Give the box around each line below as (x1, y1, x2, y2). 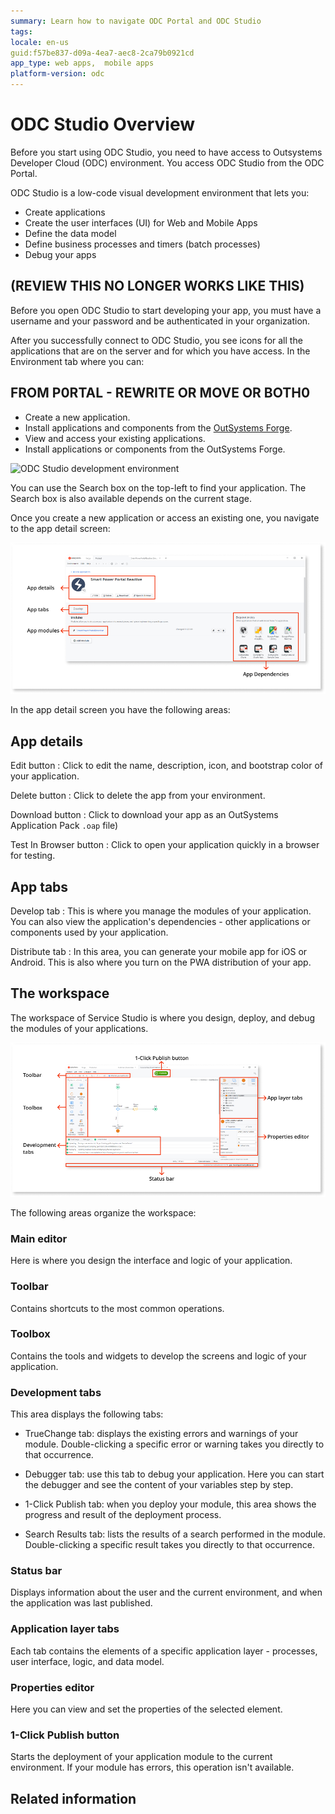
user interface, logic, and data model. (10, 1655, 165, 1667)
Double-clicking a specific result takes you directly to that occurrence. (24, 1539, 315, 1551)
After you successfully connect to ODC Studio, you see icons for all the (10, 334, 303, 346)
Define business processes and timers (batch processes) (24, 238, 261, 250)
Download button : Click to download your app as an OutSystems (10, 809, 279, 821)
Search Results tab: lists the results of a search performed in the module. (24, 1528, 326, 1540)
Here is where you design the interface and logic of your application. (10, 1255, 293, 1267)
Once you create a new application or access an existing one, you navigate (10, 511, 320, 524)
